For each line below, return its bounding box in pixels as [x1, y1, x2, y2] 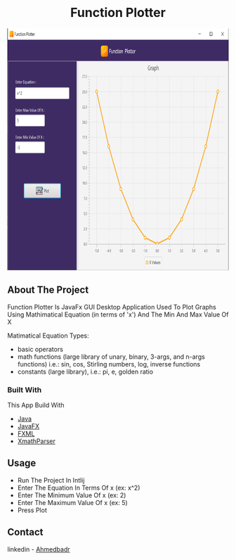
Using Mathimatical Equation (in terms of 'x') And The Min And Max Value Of [7, 310, 229, 319]
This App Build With [7, 401, 65, 409]
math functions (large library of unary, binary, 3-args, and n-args [17, 352, 205, 361]
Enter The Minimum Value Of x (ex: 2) [17, 490, 126, 499]
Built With [7, 385, 42, 395]
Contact [7, 526, 44, 538]
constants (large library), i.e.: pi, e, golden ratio [17, 367, 153, 376]
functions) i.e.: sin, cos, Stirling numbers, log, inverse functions [17, 359, 201, 368]
